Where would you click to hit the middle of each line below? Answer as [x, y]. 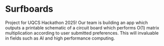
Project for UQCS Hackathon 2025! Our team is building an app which [77, 23]
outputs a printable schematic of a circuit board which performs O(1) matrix [82, 27]
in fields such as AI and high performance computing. [60, 38]
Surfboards [29, 9]
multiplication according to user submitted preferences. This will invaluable [82, 33]
